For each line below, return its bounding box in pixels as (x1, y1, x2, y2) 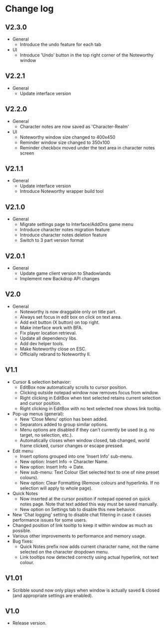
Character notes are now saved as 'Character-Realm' (19, 123, 130, 129)
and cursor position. (19, 400, 61, 406)
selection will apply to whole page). (19, 485, 93, 491)
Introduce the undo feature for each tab (19, 41, 101, 47)
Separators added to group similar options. (19, 421, 108, 427)
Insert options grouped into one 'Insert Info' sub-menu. (19, 453, 133, 459)
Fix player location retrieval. (19, 330, 77, 336)
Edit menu (12, 448, 33, 454)
